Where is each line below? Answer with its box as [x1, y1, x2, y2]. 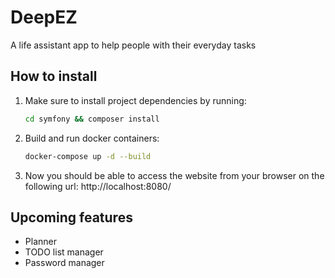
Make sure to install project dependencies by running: [24, 94, 247, 106]
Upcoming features [10, 209, 133, 226]
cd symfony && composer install [24, 114, 160, 124]
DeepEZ [10, 6, 78, 29]
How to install [10, 68, 98, 85]
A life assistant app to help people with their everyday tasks [10, 39, 257, 51]
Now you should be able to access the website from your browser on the [24, 169, 325, 181]
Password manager [24, 257, 105, 269]
